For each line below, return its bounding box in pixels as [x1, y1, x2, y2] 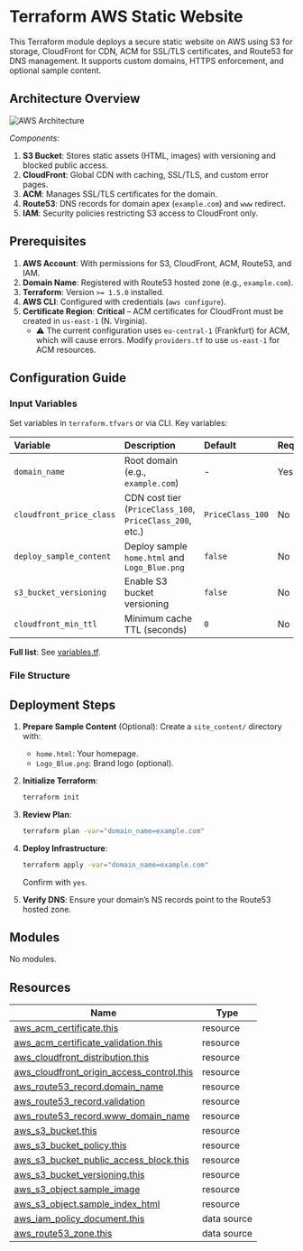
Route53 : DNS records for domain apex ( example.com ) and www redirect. [22, 198, 287, 208]
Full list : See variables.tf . [9, 647, 101, 658]
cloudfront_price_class [14, 510, 116, 520]
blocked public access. [22, 160, 109, 171]
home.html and [124, 551, 185, 564]
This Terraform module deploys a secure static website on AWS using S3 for [9, 36, 293, 47]
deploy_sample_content [14, 551, 111, 561]
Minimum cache [124, 612, 192, 625]
